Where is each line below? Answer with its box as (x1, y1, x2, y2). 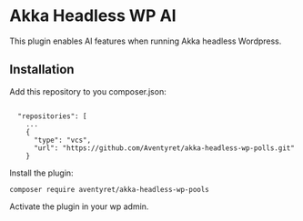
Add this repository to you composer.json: (9, 85, 167, 96)
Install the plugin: (9, 167, 75, 178)
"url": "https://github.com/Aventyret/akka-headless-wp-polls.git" (33, 143, 296, 153)
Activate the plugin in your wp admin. (9, 201, 149, 212)
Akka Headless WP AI (9, 5, 177, 26)
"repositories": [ (17, 111, 88, 121)
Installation (9, 62, 75, 77)
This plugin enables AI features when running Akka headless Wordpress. (9, 35, 282, 46)
